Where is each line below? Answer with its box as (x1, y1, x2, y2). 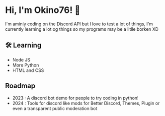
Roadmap (5, 82, 36, 90)
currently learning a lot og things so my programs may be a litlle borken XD (5, 26, 159, 32)
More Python (12, 62, 39, 68)
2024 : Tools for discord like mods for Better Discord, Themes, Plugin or (12, 100, 160, 106)
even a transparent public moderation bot (12, 105, 98, 111)
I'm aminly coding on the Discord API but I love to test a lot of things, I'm (5, 21, 153, 27)
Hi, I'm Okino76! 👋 (5, 4, 81, 16)
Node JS (12, 57, 31, 62)
